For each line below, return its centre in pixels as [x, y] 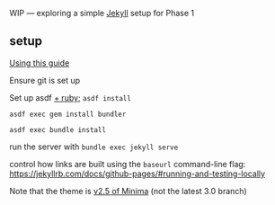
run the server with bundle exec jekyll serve [94, 147]
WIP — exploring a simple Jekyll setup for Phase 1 [102, 13]
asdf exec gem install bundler [68, 114]
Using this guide [40, 63]
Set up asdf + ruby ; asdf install [71, 97]
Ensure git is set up [45, 80]
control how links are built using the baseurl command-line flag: [128, 164]
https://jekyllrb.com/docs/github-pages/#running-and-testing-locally [137, 174]
